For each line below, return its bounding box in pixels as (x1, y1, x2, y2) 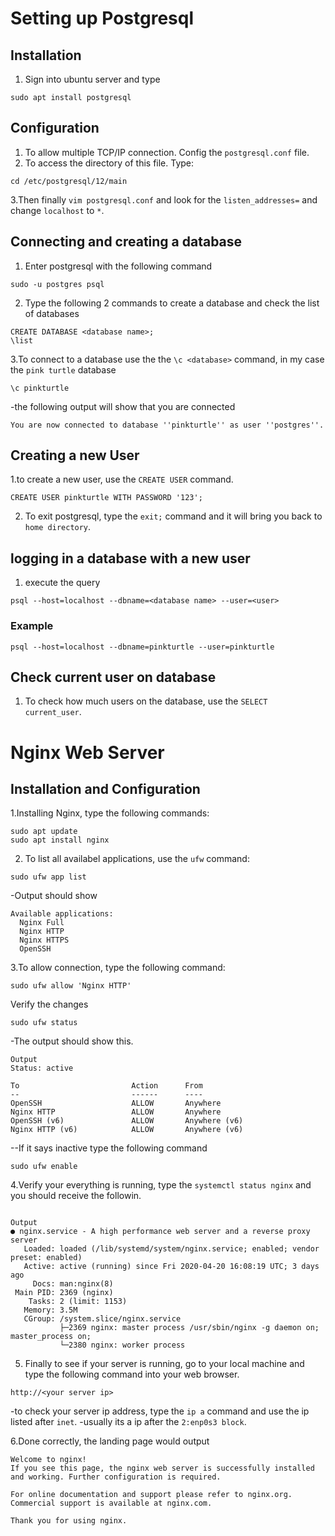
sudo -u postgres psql (10, 279, 105, 289)
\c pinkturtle (10, 383, 70, 393)
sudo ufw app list (10, 872, 87, 882)
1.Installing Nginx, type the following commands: (10, 807, 210, 819)
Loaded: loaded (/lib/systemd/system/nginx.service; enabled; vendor (23, 1244, 320, 1254)
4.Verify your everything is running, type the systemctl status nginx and (10, 1179, 312, 1191)
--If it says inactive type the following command (10, 1142, 208, 1154)
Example (10, 619, 54, 633)
